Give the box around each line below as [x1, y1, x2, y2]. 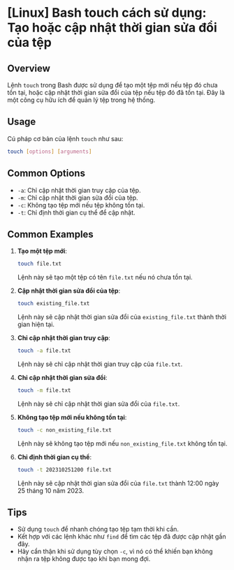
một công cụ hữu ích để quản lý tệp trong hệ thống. [7, 96, 156, 104]
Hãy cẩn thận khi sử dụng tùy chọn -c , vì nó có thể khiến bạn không [17, 547, 213, 556]
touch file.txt [17, 261, 62, 268]
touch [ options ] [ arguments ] [7, 148, 92, 155]
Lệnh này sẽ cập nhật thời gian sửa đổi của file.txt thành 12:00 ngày [17, 478, 219, 487]
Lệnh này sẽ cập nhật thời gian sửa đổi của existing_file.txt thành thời [17, 313, 227, 321]
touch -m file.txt [17, 386, 71, 394]
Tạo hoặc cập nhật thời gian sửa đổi [7, 20, 218, 36]
